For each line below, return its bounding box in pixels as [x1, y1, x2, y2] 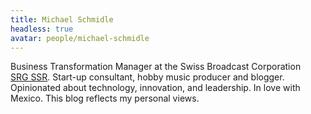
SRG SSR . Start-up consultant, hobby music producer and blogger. [10, 71, 285, 83]
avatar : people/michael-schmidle [10, 33, 150, 43]
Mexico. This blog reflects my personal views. [10, 92, 200, 105]
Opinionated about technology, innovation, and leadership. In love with [10, 82, 301, 94]
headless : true [10, 24, 74, 34]
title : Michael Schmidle [10, 14, 114, 25]
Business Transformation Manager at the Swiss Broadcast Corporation [10, 61, 302, 73]
